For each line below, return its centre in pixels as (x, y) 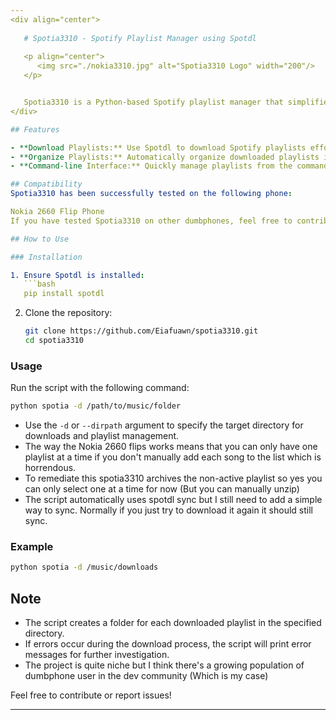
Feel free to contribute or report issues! (91, 695)
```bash (39, 284)
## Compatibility (46, 184)
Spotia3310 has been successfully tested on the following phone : (151, 194)
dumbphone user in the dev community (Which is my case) (146, 676)
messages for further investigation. (97, 655)
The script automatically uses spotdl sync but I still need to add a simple (173, 500)
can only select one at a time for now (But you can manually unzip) (162, 489)
